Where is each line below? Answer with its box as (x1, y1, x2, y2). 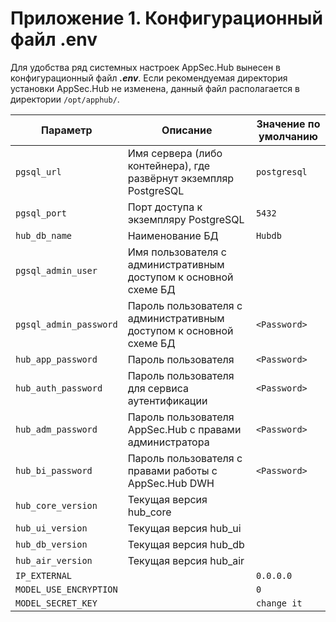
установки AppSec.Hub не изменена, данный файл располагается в (10, 82, 300, 94)
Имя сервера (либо (127, 146, 223, 160)
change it (255, 597, 303, 609)
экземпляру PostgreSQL (127, 212, 245, 226)
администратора (127, 435, 210, 449)
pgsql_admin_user (15, 265, 98, 276)
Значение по (256, 117, 321, 131)
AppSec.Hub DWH (127, 476, 215, 490)
